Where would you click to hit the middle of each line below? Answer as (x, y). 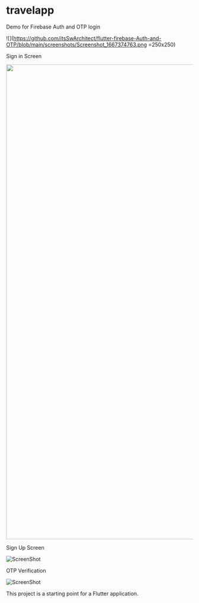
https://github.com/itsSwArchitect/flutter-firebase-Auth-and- (87, 38)
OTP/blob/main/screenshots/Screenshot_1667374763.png (76, 45)
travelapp (30, 10)
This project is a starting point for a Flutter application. (72, 594)
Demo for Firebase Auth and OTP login (53, 27)
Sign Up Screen (25, 547)
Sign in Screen (24, 56)
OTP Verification (26, 570)
